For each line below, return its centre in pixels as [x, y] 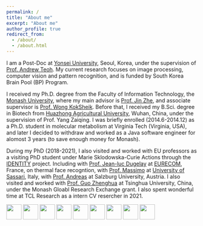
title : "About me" [29, 18]
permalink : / [23, 12]
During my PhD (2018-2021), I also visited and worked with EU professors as [101, 151]
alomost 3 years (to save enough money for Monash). [73, 139]
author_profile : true [34, 29]
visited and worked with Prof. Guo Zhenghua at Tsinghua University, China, [100, 183]
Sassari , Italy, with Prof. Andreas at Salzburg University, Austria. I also [93, 176]
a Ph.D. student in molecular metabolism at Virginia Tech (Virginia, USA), [97, 126]
